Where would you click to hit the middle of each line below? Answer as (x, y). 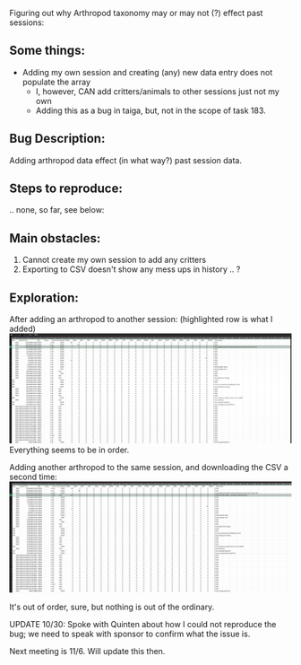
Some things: (47, 51)
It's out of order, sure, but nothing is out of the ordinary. (112, 607)
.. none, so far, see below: (57, 210)
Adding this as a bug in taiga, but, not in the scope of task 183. (150, 110)
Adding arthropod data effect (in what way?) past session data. (126, 160)
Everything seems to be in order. (69, 450)
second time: (34, 477)
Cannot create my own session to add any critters (114, 260)
